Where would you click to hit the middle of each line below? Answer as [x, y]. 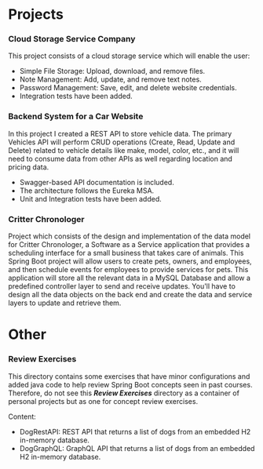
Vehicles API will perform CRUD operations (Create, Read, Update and [122, 142]
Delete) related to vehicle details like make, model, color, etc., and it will [124, 150]
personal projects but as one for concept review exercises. [103, 401]
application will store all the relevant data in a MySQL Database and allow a [130, 278]
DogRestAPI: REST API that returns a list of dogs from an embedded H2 [135, 431]
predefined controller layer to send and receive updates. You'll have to [122, 286]
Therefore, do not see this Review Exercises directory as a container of [124, 393]
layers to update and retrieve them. [65, 303]
